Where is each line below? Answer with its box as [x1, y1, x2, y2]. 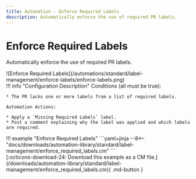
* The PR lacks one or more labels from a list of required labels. [6, 94, 177, 100]
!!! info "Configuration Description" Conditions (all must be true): [6, 83, 161, 90]
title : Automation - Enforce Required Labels [6, 8, 119, 15]
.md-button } [112, 166, 143, 173]
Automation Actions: [6, 104, 57, 110]
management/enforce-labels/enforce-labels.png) [6, 76, 125, 83]
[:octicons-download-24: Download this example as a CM [6, 154, 146, 161]
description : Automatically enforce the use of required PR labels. [6, 14, 177, 20]
